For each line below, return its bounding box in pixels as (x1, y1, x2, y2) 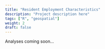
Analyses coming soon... (5, 38, 54, 44)
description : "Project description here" (5, 12, 90, 16)
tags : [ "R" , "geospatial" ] (5, 16, 60, 21)
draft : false (5, 25, 31, 30)
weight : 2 (5, 20, 25, 26)
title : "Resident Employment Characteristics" (5, 7, 101, 12)
